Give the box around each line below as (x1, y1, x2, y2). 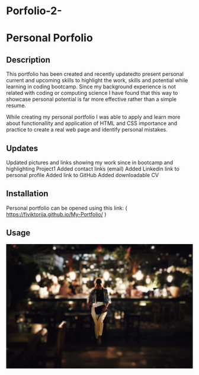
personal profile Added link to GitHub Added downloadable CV (6, 172, 159, 178)
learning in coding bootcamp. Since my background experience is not (6, 83, 176, 90)
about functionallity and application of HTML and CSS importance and (6, 120, 178, 127)
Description (6, 55, 50, 65)
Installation (6, 188, 49, 199)
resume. (6, 102, 27, 109)
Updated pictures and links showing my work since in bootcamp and (6, 159, 174, 166)
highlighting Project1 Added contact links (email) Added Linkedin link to (6, 165, 179, 172)
